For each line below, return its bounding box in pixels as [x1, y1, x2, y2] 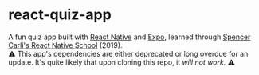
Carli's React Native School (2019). [8, 40, 123, 49]
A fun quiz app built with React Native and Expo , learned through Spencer [8, 32, 251, 41]
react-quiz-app [8, 6, 112, 24]
